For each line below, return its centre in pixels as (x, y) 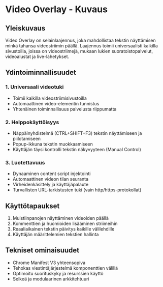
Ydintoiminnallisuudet (41, 73)
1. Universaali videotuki (35, 87)
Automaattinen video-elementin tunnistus (56, 103)
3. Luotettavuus (25, 162)
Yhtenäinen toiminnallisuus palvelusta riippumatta (64, 109)
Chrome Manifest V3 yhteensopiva (49, 263)
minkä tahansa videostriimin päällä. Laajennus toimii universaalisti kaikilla (82, 46)
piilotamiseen (27, 138)
